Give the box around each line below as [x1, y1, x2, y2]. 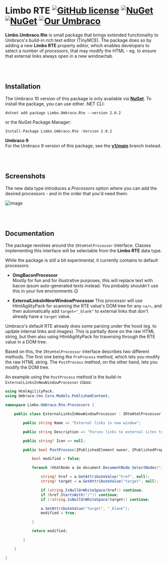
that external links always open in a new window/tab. [5, 53, 113, 59]
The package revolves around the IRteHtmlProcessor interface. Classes [5, 242, 152, 248]
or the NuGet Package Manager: [5, 119, 72, 125]
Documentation [5, 229, 55, 238]
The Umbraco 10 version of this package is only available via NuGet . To [5, 95, 152, 101]
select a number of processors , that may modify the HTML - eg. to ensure [5, 48, 157, 54]
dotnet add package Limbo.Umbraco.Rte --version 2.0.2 [5, 110, 121, 115]
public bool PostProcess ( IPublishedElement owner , [23, 447, 130, 452]
